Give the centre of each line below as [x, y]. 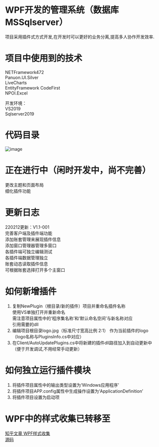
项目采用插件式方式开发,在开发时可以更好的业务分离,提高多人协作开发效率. [80, 37]
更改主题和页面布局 [24, 185]
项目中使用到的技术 [44, 59]
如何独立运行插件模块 [48, 370]
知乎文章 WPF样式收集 [28, 433]
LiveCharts [16, 82]
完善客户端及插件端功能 [29, 233]
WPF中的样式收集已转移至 [58, 419]
